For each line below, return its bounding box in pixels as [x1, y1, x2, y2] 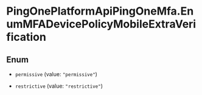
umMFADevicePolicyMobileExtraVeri [6, 17, 197, 31]
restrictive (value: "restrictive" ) [15, 82, 103, 90]
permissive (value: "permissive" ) [15, 71, 97, 77]
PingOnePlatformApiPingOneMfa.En [6, 4, 194, 18]
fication [6, 30, 47, 44]
